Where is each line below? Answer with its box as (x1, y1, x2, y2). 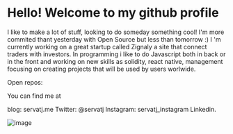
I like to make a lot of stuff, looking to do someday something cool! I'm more (7, 28, 225, 36)
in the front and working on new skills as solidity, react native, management (7, 57, 223, 65)
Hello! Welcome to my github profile (7, 5, 219, 21)
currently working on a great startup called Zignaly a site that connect (7, 42, 207, 51)
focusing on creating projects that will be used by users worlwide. (7, 65, 196, 73)
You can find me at (7, 92, 61, 100)
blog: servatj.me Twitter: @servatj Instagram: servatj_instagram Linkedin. (7, 105, 217, 113)
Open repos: (7, 78, 43, 86)
